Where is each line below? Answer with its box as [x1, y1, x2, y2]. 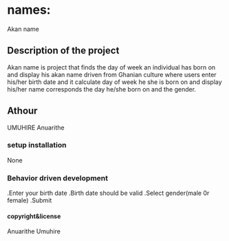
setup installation [7, 140, 67, 150]
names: [7, 2, 51, 18]
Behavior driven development [7, 173, 109, 182]
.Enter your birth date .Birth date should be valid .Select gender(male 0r [7, 189, 210, 198]
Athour [7, 105, 38, 117]
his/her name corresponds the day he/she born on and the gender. [7, 85, 197, 93]
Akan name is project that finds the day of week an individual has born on [7, 63, 216, 71]
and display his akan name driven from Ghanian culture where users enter [7, 70, 217, 78]
